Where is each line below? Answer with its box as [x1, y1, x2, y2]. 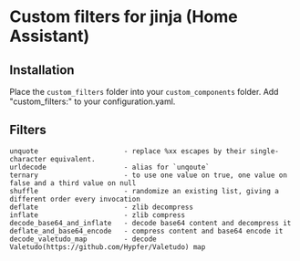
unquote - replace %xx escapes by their [9, 146, 247, 156]
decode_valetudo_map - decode [9, 235, 157, 244]
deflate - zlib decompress [9, 203, 194, 212]
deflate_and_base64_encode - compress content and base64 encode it [9, 226, 284, 235]
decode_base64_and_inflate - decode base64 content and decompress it [9, 218, 292, 227]
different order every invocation [9, 194, 141, 204]
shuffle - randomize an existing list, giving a [9, 186, 280, 195]
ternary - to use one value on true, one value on [9, 171, 287, 180]
